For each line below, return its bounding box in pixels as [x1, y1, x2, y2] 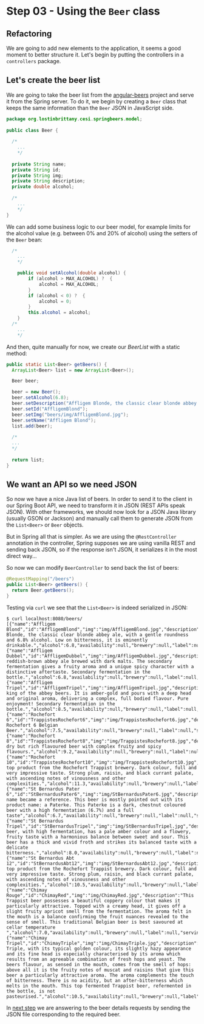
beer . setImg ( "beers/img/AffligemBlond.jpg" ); [12, 412, 129, 418]
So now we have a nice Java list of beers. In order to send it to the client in [6, 496, 193, 503]
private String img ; [12, 172, 64, 179]
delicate [6, 844, 29, 851]
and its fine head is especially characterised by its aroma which [6, 950, 181, 957]
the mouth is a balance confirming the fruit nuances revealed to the [6, 913, 189, 919]
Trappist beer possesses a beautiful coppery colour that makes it [6, 898, 181, 904]
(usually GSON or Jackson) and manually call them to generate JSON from [6, 515, 193, 522]
